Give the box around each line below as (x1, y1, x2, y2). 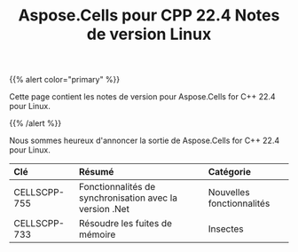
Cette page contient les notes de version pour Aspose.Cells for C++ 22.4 (9, 91, 277, 102)
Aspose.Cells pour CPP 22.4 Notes (18, 5, 280, 26)
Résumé (78, 166, 114, 178)
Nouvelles (208, 186, 250, 199)
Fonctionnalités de (78, 181, 156, 193)
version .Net (78, 203, 130, 216)
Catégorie (208, 166, 251, 178)
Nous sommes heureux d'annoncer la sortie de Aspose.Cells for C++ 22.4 (9, 135, 280, 146)
